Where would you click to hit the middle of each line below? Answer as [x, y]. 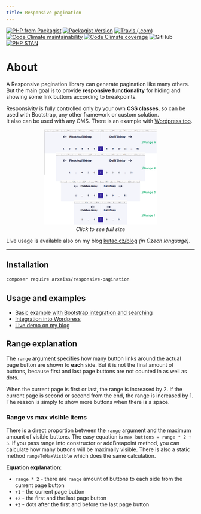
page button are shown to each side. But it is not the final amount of [90, 364]
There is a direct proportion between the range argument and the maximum [99, 430]
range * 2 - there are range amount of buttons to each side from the [98, 479]
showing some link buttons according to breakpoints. [71, 96]
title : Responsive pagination [44, 13]
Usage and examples [46, 298]
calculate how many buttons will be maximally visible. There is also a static [98, 449]
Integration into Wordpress [48, 319]
